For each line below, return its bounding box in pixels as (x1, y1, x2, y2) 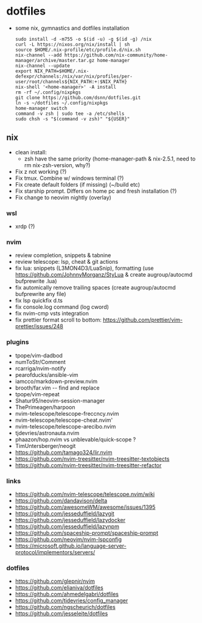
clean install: (15, 148, 47, 156)
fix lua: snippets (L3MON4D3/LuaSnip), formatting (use (15, 264, 154, 272)
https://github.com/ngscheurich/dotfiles (15, 604, 116, 611)
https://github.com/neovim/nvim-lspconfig (15, 535, 122, 543)
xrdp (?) (15, 223, 35, 230)
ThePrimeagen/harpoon (15, 403, 75, 411)
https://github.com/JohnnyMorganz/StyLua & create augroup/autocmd (15, 271, 193, 278)
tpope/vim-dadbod (15, 351, 63, 359)
